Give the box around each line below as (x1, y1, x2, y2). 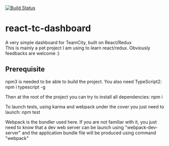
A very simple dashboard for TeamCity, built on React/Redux (5, 39, 132, 45)
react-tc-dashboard (5, 23, 91, 34)
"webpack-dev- (125, 124, 158, 130)
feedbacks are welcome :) (5, 50, 60, 56)
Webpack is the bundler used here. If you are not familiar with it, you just (5, 119, 157, 125)
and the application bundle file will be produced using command (22, 130, 156, 136)
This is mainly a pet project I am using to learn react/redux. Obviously (5, 45, 151, 51)
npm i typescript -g (5, 84, 46, 90)
